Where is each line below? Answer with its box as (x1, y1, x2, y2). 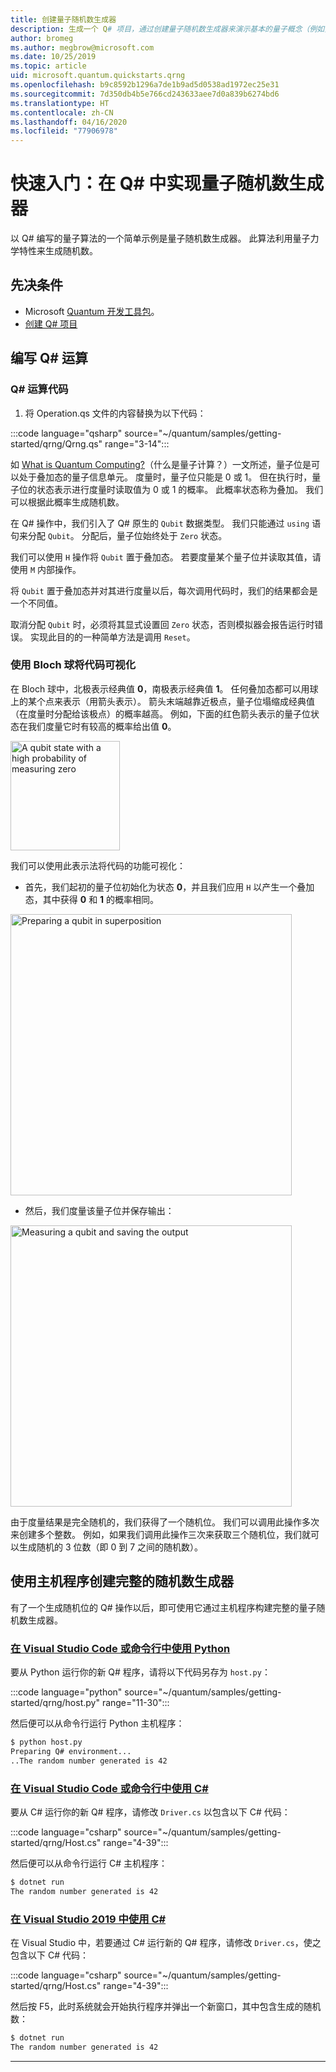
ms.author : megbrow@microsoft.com (10, 42, 155, 53)
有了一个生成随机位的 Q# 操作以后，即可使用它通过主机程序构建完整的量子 (10, 1601, 317, 1613)
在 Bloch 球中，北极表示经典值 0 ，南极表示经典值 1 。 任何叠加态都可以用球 (10, 682, 319, 695)
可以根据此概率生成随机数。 (10, 496, 125, 508)
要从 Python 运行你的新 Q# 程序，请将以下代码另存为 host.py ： (10, 1666, 271, 1678)
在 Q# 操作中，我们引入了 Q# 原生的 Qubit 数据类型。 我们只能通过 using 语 (10, 517, 322, 529)
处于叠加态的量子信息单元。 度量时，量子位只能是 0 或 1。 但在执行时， (18, 471, 313, 483)
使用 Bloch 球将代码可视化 (10, 658, 137, 672)
